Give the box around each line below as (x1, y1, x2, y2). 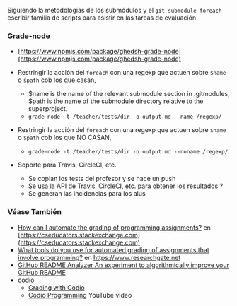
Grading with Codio (28, 283, 85, 292)
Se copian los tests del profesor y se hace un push (28, 175, 176, 183)
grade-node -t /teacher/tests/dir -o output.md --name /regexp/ (28, 113, 222, 121)
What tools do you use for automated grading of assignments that (17, 245, 210, 254)
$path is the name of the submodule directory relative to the (28, 97, 204, 105)
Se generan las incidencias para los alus (28, 189, 146, 198)
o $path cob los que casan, (17, 76, 97, 84)
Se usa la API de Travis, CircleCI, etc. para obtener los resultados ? (28, 182, 224, 190)
